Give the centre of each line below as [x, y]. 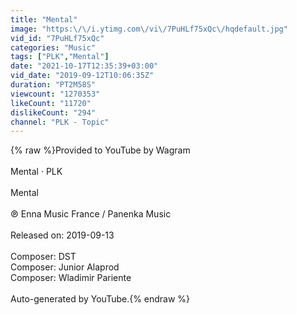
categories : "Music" [53, 47]
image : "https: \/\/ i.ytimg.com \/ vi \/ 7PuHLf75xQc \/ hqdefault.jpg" [149, 29]
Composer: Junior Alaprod [65, 267]
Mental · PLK [36, 172]
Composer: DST [43, 257]
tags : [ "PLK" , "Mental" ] [60, 57]
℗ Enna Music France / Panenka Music [91, 214]
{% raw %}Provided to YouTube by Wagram [100, 150]
